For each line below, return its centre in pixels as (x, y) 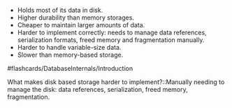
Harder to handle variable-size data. (69, 47)
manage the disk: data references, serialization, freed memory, (98, 89)
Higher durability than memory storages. (76, 18)
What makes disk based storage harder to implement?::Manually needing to (116, 82)
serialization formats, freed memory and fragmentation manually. (111, 40)
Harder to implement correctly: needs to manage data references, (112, 32)
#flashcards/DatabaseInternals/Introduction (70, 68)
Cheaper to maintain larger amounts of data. (81, 25)
